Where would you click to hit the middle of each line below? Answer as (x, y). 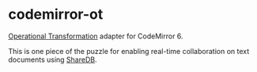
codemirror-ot (56, 14)
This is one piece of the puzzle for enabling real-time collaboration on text (129, 51)
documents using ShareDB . (53, 59)
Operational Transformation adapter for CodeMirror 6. (96, 36)
